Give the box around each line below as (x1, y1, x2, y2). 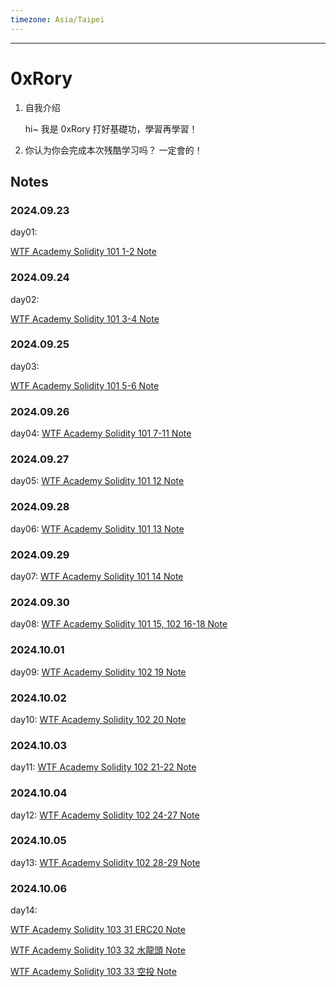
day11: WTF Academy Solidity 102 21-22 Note (10, 761, 197, 773)
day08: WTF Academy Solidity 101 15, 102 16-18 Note (10, 618, 228, 630)
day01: (10, 226, 38, 238)
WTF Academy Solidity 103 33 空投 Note (10, 966, 177, 978)
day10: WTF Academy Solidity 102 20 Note (10, 713, 187, 725)
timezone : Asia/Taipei (10, 14, 105, 25)
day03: (10, 360, 40, 372)
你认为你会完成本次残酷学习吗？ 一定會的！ (24, 144, 203, 156)
